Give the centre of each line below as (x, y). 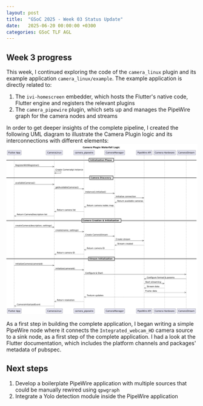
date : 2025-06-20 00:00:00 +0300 (51, 25)
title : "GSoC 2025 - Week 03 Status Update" (65, 19)
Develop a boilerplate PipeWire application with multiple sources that (101, 383)
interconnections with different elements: (58, 141)
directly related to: (29, 85)
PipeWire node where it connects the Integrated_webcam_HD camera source (100, 330)
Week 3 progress (39, 57)
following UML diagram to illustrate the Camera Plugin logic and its (89, 134)
